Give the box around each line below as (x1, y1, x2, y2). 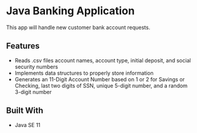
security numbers (14, 63, 58, 70)
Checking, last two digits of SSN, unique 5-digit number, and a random (14, 82, 188, 89)
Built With (6, 106, 43, 116)
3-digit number (14, 88, 52, 96)
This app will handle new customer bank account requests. (6, 24, 150, 31)
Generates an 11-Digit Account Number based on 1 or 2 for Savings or (14, 75, 185, 83)
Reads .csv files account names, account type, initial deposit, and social (14, 56, 191, 64)
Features (6, 41, 40, 51)
